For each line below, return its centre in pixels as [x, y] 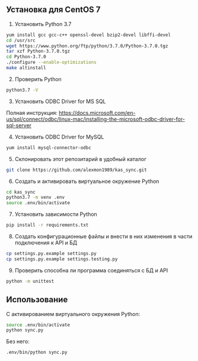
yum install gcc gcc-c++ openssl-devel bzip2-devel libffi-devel [88, 35]
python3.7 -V [22, 90]
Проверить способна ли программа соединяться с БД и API [91, 270]
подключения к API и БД [46, 243]
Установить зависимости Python [56, 214]
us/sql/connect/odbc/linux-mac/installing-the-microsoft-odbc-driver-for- [96, 119]
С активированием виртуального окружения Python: [73, 314]
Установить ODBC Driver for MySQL [59, 137]
